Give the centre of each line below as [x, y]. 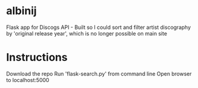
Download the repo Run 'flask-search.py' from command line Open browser [99, 74]
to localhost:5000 [28, 80]
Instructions [37, 58]
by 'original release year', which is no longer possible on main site [87, 33]
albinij [21, 11]
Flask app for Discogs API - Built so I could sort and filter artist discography [99, 27]
